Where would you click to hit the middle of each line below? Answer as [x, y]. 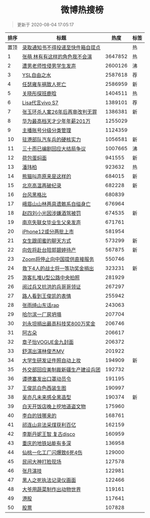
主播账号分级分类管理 [47, 130]
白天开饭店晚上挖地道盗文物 [54, 407]
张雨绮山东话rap [41, 305]
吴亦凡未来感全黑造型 [47, 397]
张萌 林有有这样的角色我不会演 [57, 56]
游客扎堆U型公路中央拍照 [51, 277]
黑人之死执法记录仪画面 [49, 480]
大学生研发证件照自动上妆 [52, 360]
